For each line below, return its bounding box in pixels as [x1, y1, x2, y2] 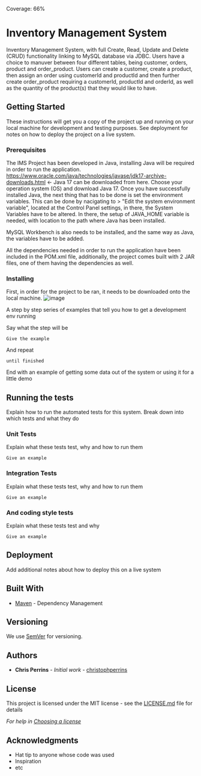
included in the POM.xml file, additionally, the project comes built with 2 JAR [6, 253, 195, 261]
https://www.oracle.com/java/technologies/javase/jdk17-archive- [6, 172, 167, 179]
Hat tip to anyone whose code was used [14, 751, 115, 758]
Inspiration [14, 757, 41, 765]
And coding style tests [6, 508, 74, 517]
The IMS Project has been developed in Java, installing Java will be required [6, 160, 195, 167]
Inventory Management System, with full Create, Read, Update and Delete [6, 46, 189, 53]
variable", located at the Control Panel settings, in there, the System [6, 204, 173, 211]
